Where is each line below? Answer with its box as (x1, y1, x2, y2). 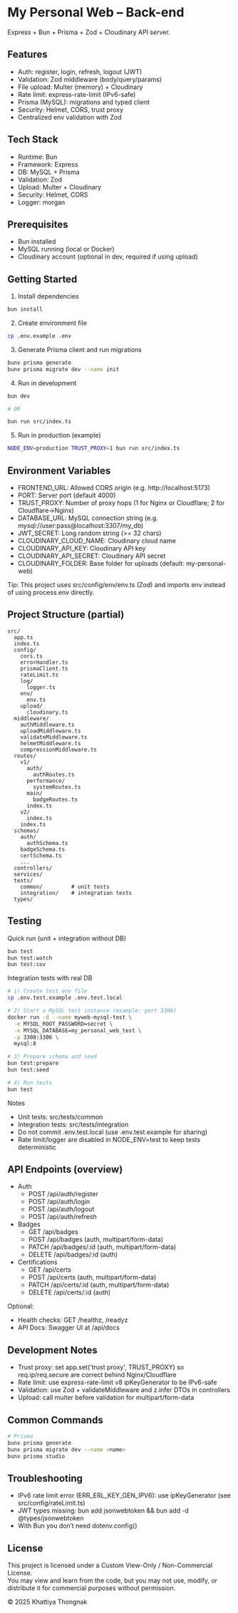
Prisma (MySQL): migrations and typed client (17, 98, 150, 106)
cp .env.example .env (7, 333, 72, 340)
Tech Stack (7, 133, 58, 146)
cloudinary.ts (26, 708, 69, 716)
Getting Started (7, 273, 78, 285)
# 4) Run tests (7, 1079, 53, 1086)
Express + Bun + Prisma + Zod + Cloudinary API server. (7, 28, 171, 36)
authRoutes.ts (33, 771, 75, 778)
